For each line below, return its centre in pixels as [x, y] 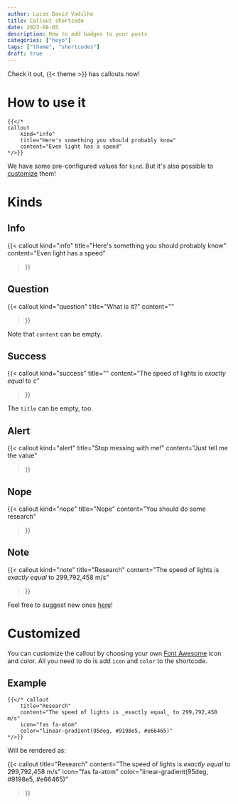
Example [27, 683]
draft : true [25, 54]
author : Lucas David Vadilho [50, 14]
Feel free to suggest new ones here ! [60, 605]
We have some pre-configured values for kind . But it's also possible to [110, 166]
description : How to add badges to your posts [77, 34]
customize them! [32, 173]
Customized [44, 634]
